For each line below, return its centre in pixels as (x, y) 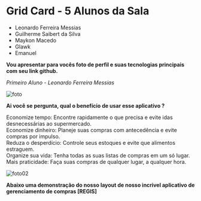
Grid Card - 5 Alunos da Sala (78, 11)
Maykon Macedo (36, 40)
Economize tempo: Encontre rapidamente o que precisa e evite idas (90, 117)
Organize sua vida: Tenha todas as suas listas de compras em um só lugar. (98, 155)
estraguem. (20, 149)
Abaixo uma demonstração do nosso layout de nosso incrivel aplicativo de (100, 185)
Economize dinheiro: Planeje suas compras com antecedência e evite (92, 130)
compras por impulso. (33, 136)
